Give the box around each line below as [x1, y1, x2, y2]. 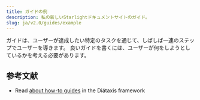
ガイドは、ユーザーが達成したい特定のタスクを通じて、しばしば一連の [6, 37, 180, 44]
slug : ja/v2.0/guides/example [6, 20, 82, 26]
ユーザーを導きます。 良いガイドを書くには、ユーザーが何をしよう [16, 44, 180, 51]
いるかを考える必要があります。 [11, 52, 90, 59]
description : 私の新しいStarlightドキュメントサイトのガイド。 [6, 14, 150, 20]
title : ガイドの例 [6, 8, 48, 15]
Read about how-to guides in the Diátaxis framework [14, 87, 146, 94]
